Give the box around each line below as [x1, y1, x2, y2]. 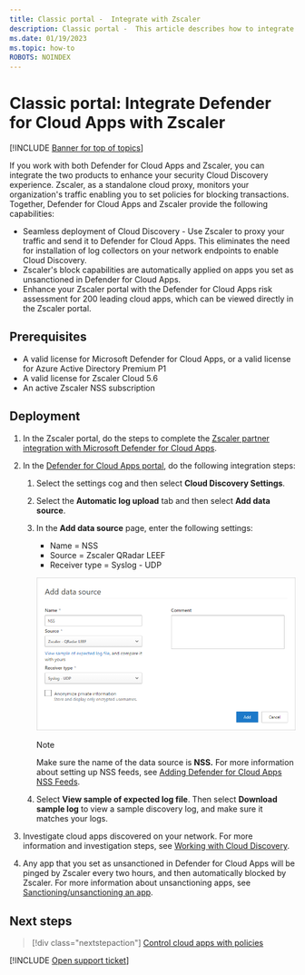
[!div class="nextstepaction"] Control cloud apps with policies [31, 938, 264, 949]
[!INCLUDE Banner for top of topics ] [9, 143, 143, 153]
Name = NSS [49, 540, 98, 551]
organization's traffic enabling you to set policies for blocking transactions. [9, 189, 290, 200]
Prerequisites [9, 330, 87, 345]
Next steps [9, 913, 73, 929]
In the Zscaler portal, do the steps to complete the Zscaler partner [22, 432, 271, 444]
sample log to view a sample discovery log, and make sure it [35, 803, 263, 814]
